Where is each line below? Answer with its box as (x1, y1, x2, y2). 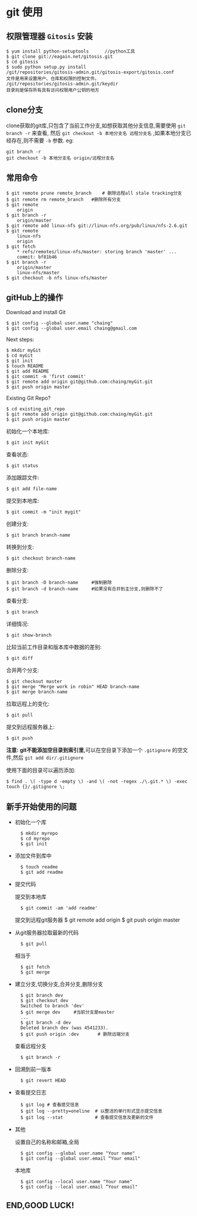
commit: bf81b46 (17, 254, 58, 260)
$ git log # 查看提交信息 (20, 1102, 79, 1108)
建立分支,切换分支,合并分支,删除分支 (14, 981, 103, 988)
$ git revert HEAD (20, 1077, 66, 1084)
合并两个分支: (6, 667, 40, 674)
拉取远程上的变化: (6, 700, 50, 708)
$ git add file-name (6, 486, 58, 492)
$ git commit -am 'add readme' (20, 905, 98, 911)
